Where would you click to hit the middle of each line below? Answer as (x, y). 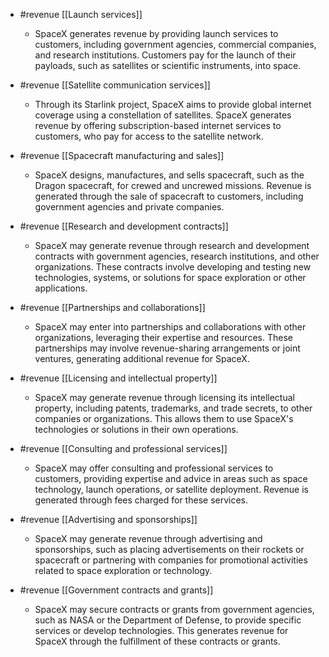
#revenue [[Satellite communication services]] (115, 85)
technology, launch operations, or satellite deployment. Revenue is (171, 489)
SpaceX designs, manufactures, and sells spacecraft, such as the (169, 175)
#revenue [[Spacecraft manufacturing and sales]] (122, 155)
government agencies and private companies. (129, 207)
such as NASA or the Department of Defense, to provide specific (168, 620)
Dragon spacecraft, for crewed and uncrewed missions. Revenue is (173, 185)
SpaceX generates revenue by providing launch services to (156, 33)
